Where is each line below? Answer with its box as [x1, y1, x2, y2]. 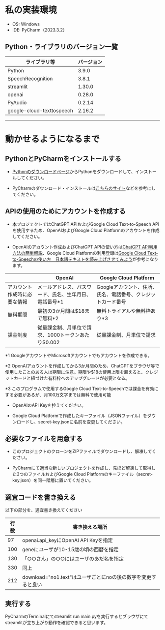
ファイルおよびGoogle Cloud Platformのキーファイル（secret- [27, 471, 153, 477]
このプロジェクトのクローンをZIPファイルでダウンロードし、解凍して [12, 449, 152, 454]
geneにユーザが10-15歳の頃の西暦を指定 [22, 546, 119, 553]
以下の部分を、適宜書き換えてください [5, 507, 82, 513]
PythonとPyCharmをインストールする [5, 154, 121, 163]
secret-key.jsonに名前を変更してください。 [38, 419, 125, 424]
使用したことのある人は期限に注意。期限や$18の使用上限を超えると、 [5, 369, 146, 375]
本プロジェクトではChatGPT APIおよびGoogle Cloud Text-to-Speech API [12, 221, 160, 227]
